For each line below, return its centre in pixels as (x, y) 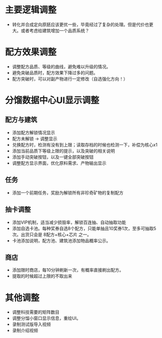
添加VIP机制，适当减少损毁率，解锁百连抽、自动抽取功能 (69, 222)
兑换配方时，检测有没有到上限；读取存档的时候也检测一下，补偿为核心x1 (85, 145)
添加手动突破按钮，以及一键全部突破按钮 (53, 157)
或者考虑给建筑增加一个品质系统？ (55, 30)
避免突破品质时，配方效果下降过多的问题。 (55, 73)
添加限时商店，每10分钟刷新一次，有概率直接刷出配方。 (68, 270)
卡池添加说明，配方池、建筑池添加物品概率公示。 (61, 240)
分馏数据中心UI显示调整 (52, 100)
